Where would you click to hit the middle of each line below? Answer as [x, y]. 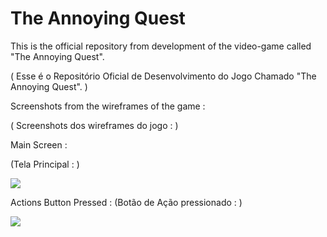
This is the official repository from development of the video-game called [161, 46]
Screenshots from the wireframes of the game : [108, 106]
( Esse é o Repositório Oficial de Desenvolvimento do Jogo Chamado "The [163, 76]
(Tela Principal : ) [45, 164]
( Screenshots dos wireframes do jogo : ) [94, 125]
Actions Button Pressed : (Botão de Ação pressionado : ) [126, 202]
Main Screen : [39, 144]
